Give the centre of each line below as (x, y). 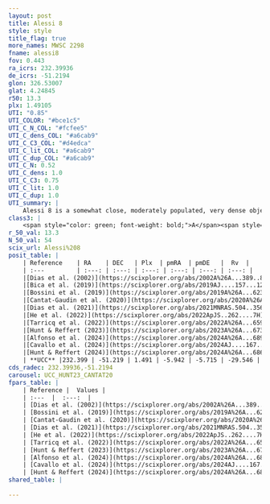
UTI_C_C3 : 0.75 (34, 181)
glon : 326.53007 (35, 83)
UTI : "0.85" (28, 114)
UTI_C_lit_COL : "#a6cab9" (51, 151)
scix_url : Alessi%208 (45, 248)
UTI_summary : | (34, 203)
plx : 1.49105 (30, 105)
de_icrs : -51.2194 (39, 76)
